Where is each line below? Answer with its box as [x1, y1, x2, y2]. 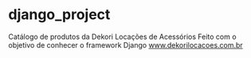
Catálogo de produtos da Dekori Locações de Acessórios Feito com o [8, 32, 237, 41]
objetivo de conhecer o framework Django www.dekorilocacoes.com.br [8, 40, 243, 49]
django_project [8, 6, 111, 24]
